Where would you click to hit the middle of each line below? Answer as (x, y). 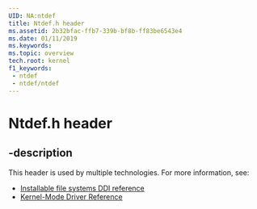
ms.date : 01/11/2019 (43, 38)
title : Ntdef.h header (46, 23)
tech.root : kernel (39, 61)
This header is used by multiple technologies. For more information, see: (129, 172)
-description (40, 153)
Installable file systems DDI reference (82, 188)
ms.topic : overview (41, 53)
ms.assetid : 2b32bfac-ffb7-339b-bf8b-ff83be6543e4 (95, 31)
